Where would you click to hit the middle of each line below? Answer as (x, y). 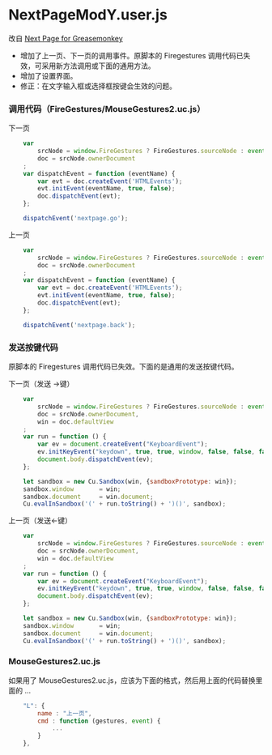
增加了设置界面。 (49, 75)
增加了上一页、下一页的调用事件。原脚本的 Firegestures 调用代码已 (132, 55)
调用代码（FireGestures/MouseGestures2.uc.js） (107, 109)
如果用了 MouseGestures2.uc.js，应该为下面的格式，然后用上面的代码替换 (132, 680)
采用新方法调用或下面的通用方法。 (98, 66)
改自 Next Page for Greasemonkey (66, 38)
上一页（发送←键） (40, 521)
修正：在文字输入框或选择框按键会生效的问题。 (98, 86)
